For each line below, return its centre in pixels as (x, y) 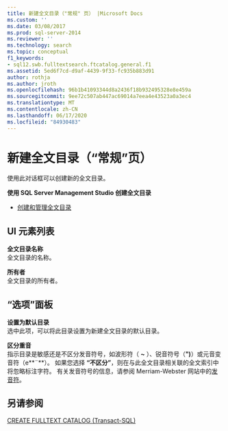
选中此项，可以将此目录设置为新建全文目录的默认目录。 (85, 331)
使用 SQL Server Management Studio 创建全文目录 (79, 193)
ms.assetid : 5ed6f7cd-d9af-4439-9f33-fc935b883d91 (81, 71)
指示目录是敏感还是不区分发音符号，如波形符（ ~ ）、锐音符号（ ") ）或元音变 (114, 354)
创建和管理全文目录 (44, 207)
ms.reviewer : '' (30, 39)
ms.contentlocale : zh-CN (42, 109)
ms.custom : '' (27, 20)
